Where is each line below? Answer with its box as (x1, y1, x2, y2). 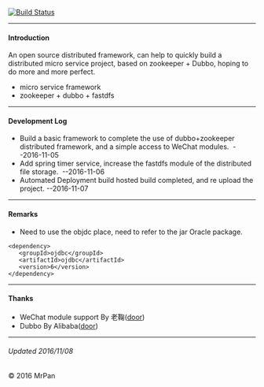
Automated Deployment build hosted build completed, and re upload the (19, 176, 254, 185)
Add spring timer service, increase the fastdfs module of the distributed (19, 158, 252, 169)
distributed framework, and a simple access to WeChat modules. (19, 142, 229, 151)
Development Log (8, 116, 68, 125)
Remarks (8, 210, 38, 218)
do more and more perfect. (8, 67, 96, 76)
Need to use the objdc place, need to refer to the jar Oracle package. (19, 227, 244, 236)
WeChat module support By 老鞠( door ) (19, 312, 145, 322)
